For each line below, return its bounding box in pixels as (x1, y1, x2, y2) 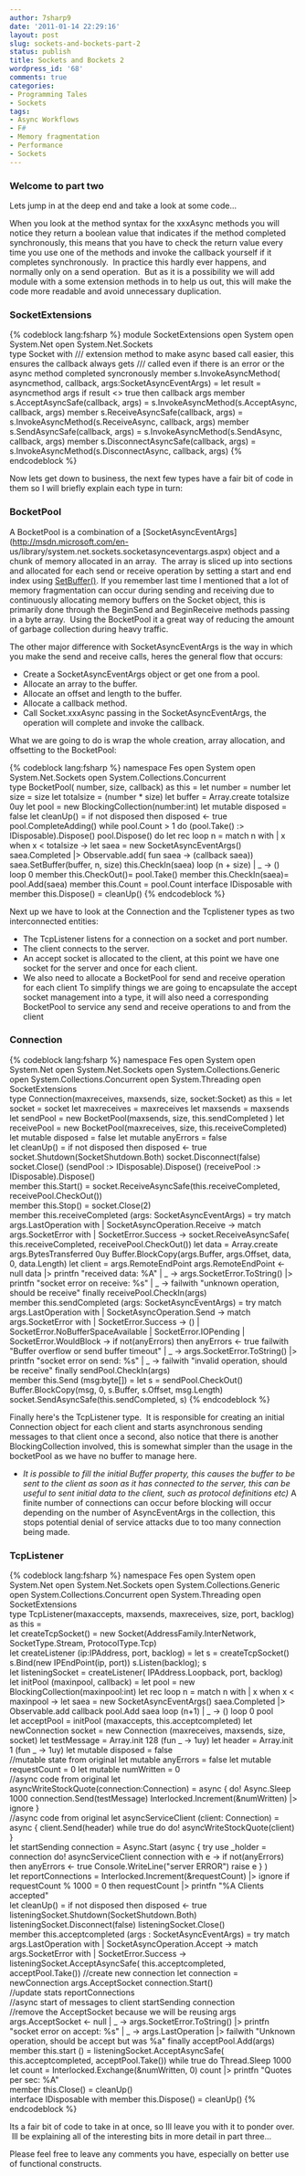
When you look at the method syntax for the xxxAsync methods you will (9, 217, 280, 228)
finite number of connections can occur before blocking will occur (22, 1497, 272, 1508)
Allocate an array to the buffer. (22, 678, 138, 689)
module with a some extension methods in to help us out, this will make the (9, 276, 292, 287)
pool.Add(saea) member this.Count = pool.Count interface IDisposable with (9, 878, 292, 889)
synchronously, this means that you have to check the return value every (9, 237, 283, 247)
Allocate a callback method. (22, 698, 128, 709)
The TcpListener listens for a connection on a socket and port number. (22, 933, 288, 944)
